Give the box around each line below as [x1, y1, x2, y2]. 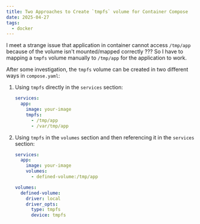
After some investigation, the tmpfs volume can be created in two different [6, 66, 189, 73]
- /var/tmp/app [30, 123, 69, 129]
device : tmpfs [30, 212, 66, 218]
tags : [6, 20, 20, 26]
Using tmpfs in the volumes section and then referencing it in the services [14, 133, 195, 141]
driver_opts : [26, 201, 59, 207]
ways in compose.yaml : [6, 72, 60, 79]
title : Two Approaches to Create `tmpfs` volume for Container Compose [6, 8, 188, 15]
